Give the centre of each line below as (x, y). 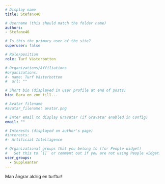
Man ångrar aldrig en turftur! (34, 176)
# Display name (21, 10)
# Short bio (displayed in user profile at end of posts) (66, 91)
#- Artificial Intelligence (34, 140)
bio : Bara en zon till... (31, 95)
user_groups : (18, 158)
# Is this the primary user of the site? (48, 41)
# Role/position (22, 54)
